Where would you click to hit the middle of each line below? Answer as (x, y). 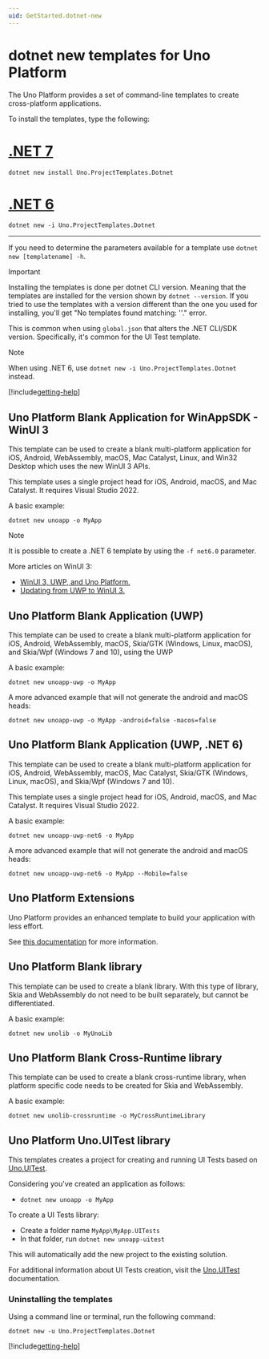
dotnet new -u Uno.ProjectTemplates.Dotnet (82, 1332)
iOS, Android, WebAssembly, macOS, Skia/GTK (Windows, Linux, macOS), (131, 644)
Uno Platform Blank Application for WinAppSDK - (133, 417)
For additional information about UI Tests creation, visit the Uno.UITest (124, 1270)
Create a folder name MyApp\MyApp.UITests (90, 1231)
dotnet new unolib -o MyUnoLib (60, 1033)
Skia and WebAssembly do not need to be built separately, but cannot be (128, 994)
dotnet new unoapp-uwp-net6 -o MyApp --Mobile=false (98, 874)
